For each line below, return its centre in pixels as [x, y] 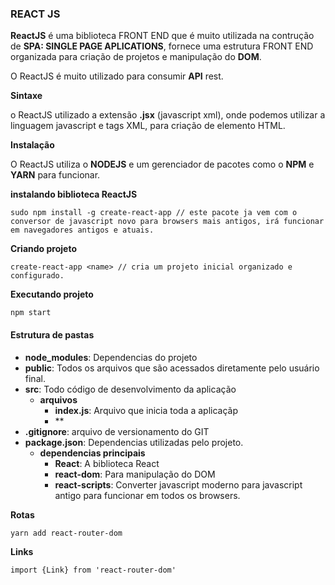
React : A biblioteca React [107, 463]
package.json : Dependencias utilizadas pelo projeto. [134, 442]
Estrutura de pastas [52, 334]
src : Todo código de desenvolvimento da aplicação [130, 389]
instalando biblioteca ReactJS [74, 194]
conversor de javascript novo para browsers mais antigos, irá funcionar [167, 222]
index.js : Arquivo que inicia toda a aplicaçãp [146, 410]
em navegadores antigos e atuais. [82, 230]
